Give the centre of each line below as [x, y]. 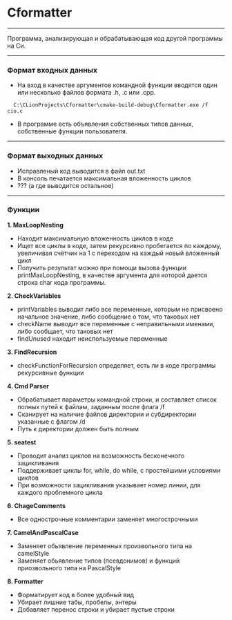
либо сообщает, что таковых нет [65, 331]
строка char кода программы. [61, 282]
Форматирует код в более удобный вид [76, 594]
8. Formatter [25, 581]
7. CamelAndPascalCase [43, 532]
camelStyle [33, 553]
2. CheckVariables [34, 296]
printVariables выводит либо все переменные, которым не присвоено [120, 309]
